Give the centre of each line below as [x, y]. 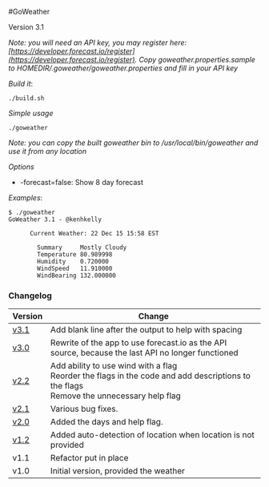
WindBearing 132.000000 [76, 276]
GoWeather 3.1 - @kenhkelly [55, 219]
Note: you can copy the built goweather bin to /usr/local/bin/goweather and [133, 143]
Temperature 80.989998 [75, 255]
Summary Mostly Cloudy [82, 248]
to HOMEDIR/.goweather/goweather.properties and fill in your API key [123, 68]
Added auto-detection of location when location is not [153, 435]
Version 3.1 [26, 27]
